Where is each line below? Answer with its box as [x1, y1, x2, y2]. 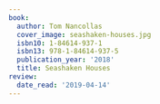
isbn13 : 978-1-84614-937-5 [16, 47, 119, 56]
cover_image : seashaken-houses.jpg [16, 30, 152, 39]
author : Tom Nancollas [16, 22, 103, 31]
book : [8, 13, 29, 23]
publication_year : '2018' [16, 55, 115, 64]
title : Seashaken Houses [16, 64, 111, 73]
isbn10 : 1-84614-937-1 [16, 38, 103, 48]
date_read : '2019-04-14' [16, 80, 111, 90]
